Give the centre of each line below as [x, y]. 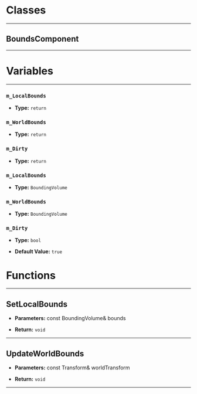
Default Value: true [38, 252]
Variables [30, 71]
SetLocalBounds [37, 304]
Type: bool [28, 240]
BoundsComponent [43, 39]
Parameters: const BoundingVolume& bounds [70, 318]
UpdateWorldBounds [45, 353]
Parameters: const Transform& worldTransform [72, 368]
